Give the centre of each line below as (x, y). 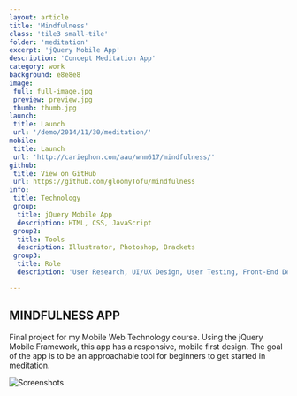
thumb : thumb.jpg (45, 108)
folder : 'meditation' (49, 42)
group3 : (27, 256)
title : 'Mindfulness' (49, 26)
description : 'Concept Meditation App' (83, 58)
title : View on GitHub (55, 173)
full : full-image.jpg (53, 91)
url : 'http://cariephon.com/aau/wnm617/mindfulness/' (114, 157)
